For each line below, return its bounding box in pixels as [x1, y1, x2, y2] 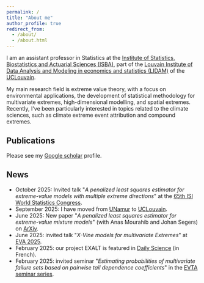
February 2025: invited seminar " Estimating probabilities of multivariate [15, 257, 195, 265]
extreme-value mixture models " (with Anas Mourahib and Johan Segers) [15, 218, 199, 226]
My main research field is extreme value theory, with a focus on [6, 86, 166, 92]
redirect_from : [6, 26, 45, 32]
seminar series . [15, 270, 54, 277]
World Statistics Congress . [15, 199, 82, 206]
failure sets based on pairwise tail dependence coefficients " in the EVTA [15, 263, 198, 271]
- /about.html [12, 37, 48, 43]
